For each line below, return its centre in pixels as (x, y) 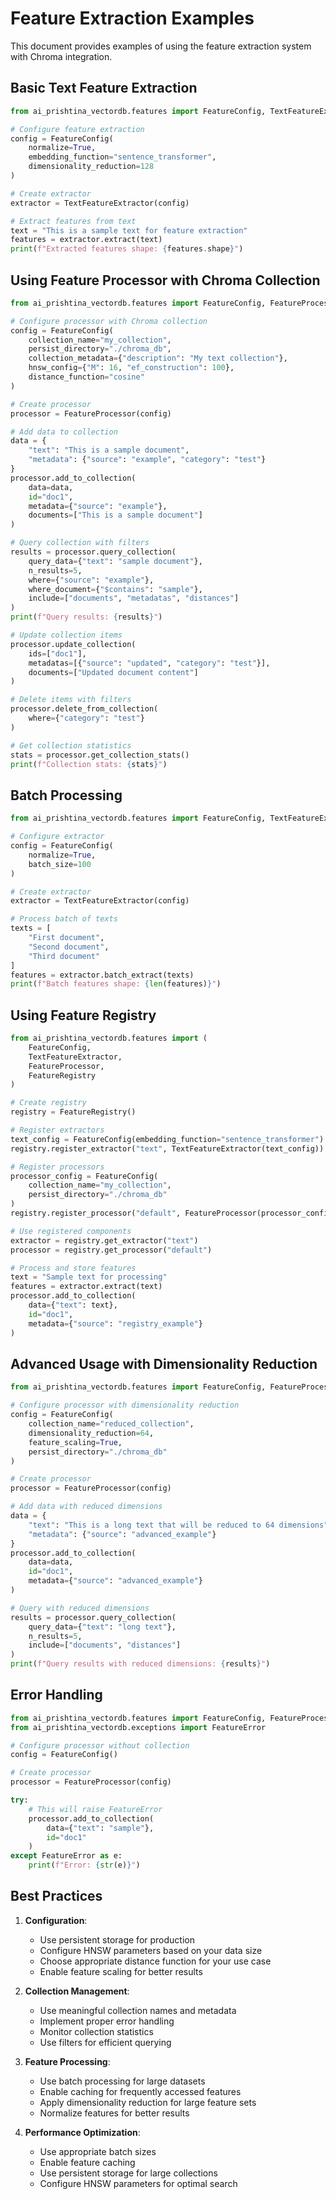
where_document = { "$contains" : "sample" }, (115, 589)
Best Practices (56, 1896)
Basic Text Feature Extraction (104, 88)
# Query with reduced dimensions (80, 1608)
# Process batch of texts (64, 919)
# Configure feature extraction (77, 129)
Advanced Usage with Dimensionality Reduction (164, 1363)
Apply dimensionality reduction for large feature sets (148, 2102)
